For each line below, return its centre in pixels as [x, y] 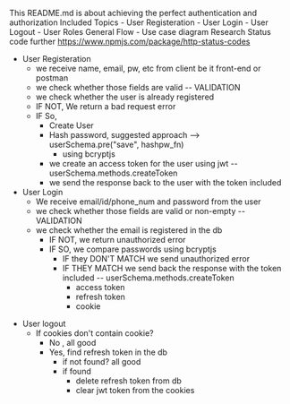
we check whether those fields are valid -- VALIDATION [138, 87]
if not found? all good [102, 361]
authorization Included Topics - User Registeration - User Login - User [139, 22]
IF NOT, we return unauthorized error [117, 240]
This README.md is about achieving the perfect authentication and [133, 13]
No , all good [72, 343]
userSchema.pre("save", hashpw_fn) [116, 144]
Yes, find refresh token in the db [108, 352]
